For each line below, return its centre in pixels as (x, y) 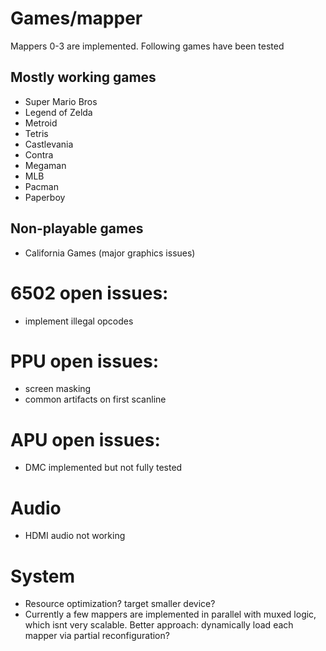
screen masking (58, 389)
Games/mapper (76, 18)
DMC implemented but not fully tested (103, 468)
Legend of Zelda (58, 112)
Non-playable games (77, 228)
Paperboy (45, 197)
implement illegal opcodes (79, 321)
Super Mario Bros (61, 101)
